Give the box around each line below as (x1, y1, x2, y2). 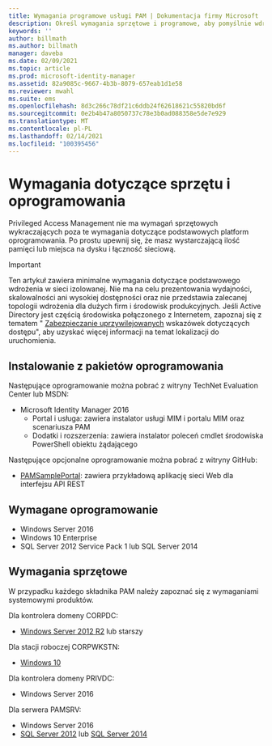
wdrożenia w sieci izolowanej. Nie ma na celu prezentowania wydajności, (8, 284, 253, 294)
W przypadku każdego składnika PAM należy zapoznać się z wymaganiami (8, 586, 259, 596)
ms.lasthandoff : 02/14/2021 (8, 132, 104, 140)
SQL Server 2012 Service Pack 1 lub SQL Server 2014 (19, 541, 198, 551)
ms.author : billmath (8, 42, 79, 50)
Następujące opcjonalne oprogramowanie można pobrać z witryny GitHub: (8, 455, 257, 465)
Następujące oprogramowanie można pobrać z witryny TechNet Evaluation (8, 381, 259, 391)
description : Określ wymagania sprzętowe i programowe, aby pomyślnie (8, 19, 252, 28)
